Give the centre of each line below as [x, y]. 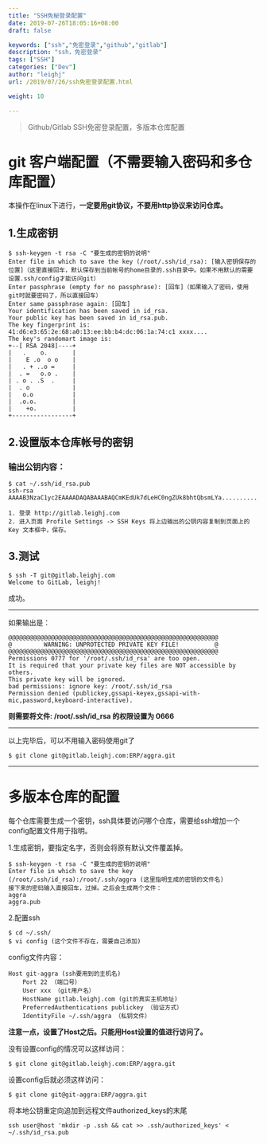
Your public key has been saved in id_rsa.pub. [89, 318]
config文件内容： [36, 957]
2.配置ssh [24, 918]
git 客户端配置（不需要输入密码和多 [123, 162]
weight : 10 [26, 96]
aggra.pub [25, 902]
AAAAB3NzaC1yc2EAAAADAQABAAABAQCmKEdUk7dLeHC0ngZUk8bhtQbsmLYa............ [136, 498]
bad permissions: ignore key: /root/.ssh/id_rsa [90, 686]
